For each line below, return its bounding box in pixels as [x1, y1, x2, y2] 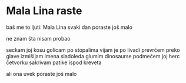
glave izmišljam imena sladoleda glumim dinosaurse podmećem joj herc [6, 52, 180, 59]
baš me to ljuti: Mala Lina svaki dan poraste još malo [6, 24, 132, 31]
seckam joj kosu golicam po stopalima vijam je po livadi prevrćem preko [6, 46, 181, 54]
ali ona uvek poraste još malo [6, 70, 77, 77]
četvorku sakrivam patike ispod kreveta [6, 59, 102, 66]
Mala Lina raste [6, 4, 82, 18]
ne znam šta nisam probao [6, 35, 71, 42]
